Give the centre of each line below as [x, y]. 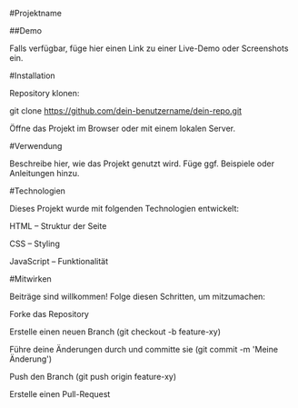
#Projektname [35, 13]
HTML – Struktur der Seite [58, 226]
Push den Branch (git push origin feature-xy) [93, 377]
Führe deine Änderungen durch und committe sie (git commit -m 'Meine [144, 349]
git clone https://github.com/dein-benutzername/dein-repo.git [126, 111]
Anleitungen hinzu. [45, 173]
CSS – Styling [35, 244]
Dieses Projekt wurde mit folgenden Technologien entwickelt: [124, 209]
